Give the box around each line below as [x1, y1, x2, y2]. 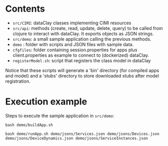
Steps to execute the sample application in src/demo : [5, 113, 115, 119]
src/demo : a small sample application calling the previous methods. [12, 36, 152, 42]
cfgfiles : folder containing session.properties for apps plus [12, 47, 138, 53]
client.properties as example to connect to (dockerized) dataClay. [12, 52, 149, 58]
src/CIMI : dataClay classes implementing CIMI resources [12, 20, 132, 26]
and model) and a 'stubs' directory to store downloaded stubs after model [5, 72, 159, 79]
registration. [5, 78, 30, 84]
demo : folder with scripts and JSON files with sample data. [12, 41, 134, 47]
